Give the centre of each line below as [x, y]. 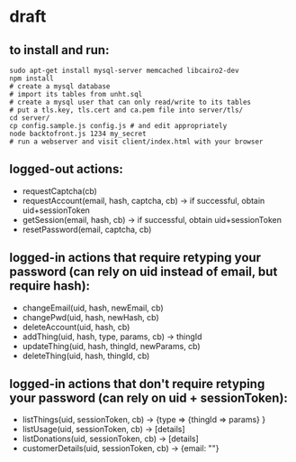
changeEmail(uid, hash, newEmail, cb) [93, 308]
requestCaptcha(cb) [59, 190]
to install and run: [59, 50]
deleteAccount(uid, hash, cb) [76, 327]
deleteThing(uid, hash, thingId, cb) [86, 356]
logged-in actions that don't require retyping [137, 384]
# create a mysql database [60, 87]
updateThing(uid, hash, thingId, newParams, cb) [111, 346]
